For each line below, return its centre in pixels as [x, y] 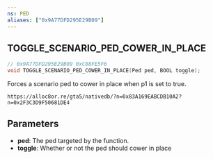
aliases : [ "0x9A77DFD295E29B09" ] [56, 20]
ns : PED [18, 14]
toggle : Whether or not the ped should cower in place [94, 148]
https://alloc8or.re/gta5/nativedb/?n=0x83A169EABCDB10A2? [95, 97]
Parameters [33, 124]
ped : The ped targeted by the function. [73, 140]
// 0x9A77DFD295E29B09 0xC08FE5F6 [57, 64]
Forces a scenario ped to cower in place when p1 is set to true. [97, 84]
